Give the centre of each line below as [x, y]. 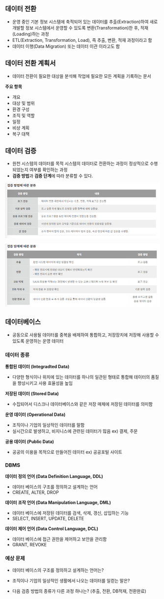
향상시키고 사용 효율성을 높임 [45, 383]
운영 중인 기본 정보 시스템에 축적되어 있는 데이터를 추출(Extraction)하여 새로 [85, 22]
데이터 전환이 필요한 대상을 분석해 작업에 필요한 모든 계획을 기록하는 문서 [82, 76]
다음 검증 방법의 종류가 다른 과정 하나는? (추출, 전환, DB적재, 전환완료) [79, 591]
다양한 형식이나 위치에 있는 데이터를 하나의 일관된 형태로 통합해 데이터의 [81, 377]
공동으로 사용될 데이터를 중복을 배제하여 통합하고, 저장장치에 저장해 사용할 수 [86, 335]
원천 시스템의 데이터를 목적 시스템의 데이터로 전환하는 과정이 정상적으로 [80, 163]
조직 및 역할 [24, 115]
